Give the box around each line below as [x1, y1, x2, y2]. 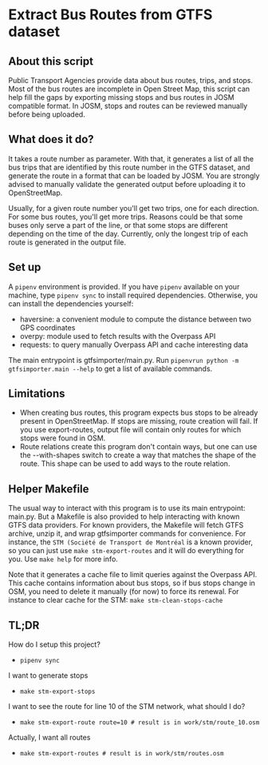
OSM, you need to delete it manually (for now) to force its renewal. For [8, 587, 239, 596]
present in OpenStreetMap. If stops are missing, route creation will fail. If [19, 416, 258, 426]
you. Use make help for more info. [8, 554, 118, 564]
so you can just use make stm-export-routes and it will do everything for [8, 546, 245, 556]
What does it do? [8, 133, 94, 146]
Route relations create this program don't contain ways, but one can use [19, 442, 258, 452]
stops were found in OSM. [19, 433, 106, 443]
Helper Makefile [8, 482, 89, 496]
